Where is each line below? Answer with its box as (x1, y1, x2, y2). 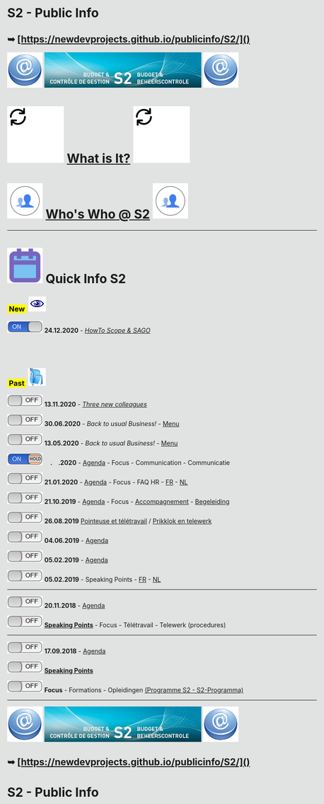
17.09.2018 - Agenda (44, 647, 106, 655)
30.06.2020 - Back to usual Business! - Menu (44, 420, 180, 428)
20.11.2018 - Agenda (44, 602, 105, 610)
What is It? (66, 151, 131, 167)
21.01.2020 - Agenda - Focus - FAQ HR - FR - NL (44, 478, 188, 486)
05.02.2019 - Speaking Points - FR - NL (44, 575, 161, 584)
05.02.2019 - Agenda (44, 556, 108, 564)
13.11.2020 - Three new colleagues (44, 400, 147, 408)
